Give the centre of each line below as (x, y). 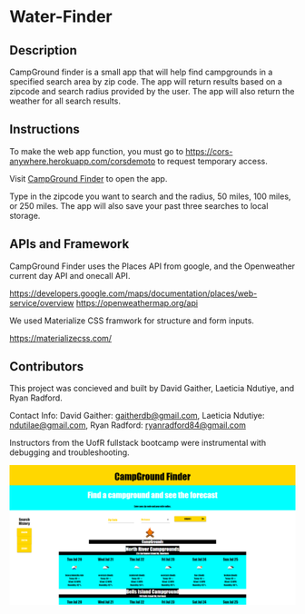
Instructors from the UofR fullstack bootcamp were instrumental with (138, 443)
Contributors (47, 366)
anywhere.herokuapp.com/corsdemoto (83, 161)
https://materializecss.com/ (60, 338)
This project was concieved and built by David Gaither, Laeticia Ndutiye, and (152, 389)
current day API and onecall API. (70, 275)
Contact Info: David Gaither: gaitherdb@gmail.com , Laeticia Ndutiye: (137, 416)
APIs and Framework (69, 244)
